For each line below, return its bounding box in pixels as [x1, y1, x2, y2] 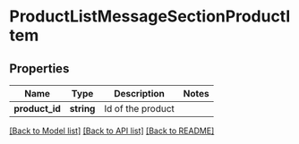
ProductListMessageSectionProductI [9, 6, 291, 27]
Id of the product [104, 103, 175, 114]
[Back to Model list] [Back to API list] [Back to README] [9, 125, 215, 136]
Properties [9, 61, 70, 76]
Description [113, 88, 166, 99]
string [69, 103, 96, 114]
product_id [13, 103, 61, 114]
